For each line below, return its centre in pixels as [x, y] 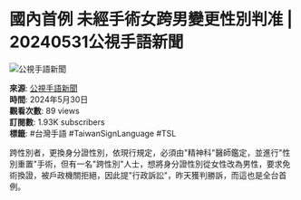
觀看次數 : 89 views [44, 110]
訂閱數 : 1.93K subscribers [58, 122]
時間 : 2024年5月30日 [49, 99]
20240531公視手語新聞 [97, 42]
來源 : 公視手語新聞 [44, 88]
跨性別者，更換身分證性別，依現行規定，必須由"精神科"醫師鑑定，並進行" [146, 152]
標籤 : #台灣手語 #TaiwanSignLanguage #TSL [93, 133]
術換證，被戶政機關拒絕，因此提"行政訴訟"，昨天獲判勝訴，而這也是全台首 [148, 175]
